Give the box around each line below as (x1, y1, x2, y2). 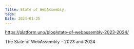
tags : (5, 12, 16, 16)
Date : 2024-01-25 (5, 16, 40, 21)
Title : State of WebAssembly (5, 7, 64, 12)
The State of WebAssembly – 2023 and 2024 (5, 39, 96, 45)
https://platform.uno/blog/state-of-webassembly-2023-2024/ (5, 30, 129, 35)
